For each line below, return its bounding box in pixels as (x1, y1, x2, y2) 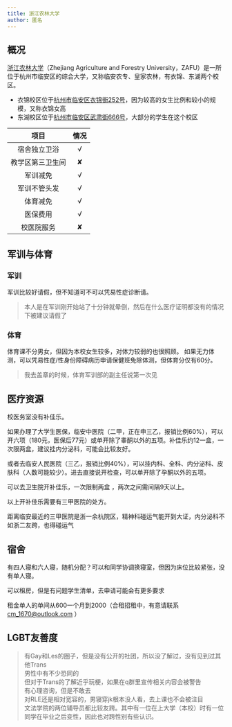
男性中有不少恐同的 (23, 669, 79, 677)
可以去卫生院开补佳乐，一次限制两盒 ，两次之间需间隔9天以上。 (7, 483, 188, 491)
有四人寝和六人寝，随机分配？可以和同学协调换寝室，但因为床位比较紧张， (7, 563, 219, 571)
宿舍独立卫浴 (17, 145, 60, 155)
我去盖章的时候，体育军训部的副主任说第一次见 (23, 371, 157, 379)
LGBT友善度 (7, 632, 58, 644)
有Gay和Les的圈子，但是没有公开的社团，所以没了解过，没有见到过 (23, 651, 215, 660)
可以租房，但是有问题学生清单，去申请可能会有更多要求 (7, 586, 164, 595)
